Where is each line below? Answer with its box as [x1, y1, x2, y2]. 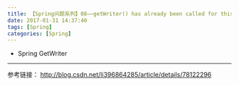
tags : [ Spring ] [7, 23, 53, 30]
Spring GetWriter [17, 49, 68, 58]
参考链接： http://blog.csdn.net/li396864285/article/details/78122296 [7, 70, 212, 79]
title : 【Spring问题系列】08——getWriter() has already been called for [7, 10, 218, 18]
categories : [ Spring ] [7, 30, 72, 37]
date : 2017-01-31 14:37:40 [7, 17, 87, 24]
